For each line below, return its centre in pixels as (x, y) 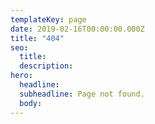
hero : (21, 76)
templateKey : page (48, 19)
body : (31, 103)
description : (46, 66)
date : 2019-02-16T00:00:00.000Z (77, 29)
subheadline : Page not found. (82, 94)
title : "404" (37, 38)
